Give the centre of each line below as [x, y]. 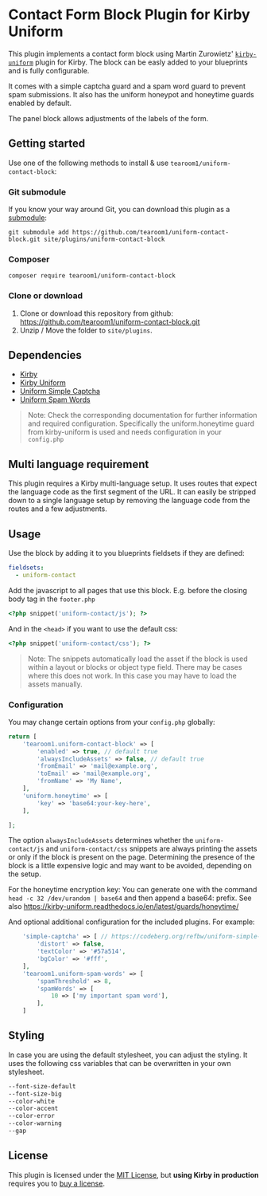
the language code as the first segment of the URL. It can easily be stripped [132, 492]
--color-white [32, 1101]
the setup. [25, 874]
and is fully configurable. [49, 70]
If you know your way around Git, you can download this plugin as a [119, 210]
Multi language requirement [79, 464]
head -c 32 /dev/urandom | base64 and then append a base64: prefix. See [130, 898]
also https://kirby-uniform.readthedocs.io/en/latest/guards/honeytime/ [124, 907]
